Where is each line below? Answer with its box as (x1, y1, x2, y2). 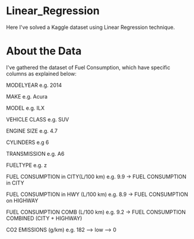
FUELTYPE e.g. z (6, 161, 47, 169)
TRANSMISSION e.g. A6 (6, 150, 65, 157)
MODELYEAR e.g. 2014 (6, 81, 62, 89)
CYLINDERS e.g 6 (6, 139, 49, 146)
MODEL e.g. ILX (6, 104, 45, 112)
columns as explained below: (6, 70, 77, 77)
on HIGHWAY (6, 197, 38, 204)
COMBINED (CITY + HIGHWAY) (6, 214, 83, 222)
